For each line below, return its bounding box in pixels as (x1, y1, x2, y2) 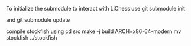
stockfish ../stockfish (6, 34, 57, 41)
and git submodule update (6, 17, 70, 23)
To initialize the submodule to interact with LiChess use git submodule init (6, 5, 185, 12)
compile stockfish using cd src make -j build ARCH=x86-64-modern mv (6, 28, 182, 35)
